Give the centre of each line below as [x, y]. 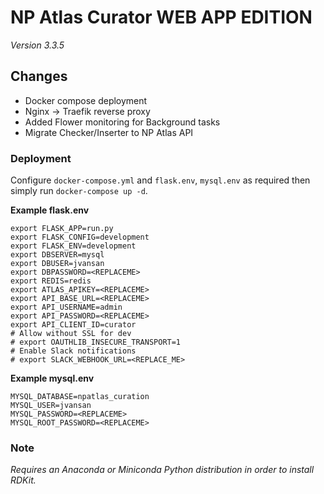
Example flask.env [50, 210]
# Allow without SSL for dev [71, 334]
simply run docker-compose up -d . [79, 191]
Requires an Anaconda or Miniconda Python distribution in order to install [162, 470]
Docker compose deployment [86, 100]
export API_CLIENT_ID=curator [73, 325]
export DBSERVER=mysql [57, 255]
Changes [39, 76]
